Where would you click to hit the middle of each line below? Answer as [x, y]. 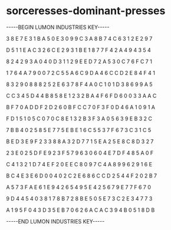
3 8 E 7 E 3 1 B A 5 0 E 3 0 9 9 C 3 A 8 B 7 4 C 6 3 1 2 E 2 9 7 [79, 38]
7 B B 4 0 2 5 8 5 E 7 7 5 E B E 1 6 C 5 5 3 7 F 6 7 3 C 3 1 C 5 [79, 130]
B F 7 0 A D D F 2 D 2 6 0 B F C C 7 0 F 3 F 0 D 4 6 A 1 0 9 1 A [80, 107]
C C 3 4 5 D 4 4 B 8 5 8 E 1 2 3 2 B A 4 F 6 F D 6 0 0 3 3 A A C [81, 96]
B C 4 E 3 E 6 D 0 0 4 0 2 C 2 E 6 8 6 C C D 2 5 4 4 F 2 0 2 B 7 [82, 176]
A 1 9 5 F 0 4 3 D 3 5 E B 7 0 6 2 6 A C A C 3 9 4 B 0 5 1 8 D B [80, 210]
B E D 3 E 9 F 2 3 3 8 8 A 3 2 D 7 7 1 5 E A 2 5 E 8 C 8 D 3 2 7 [80, 141]
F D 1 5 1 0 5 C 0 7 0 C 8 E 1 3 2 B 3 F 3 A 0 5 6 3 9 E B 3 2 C [79, 119]
